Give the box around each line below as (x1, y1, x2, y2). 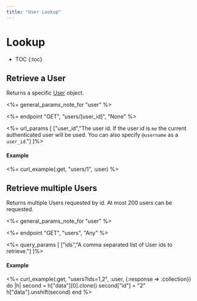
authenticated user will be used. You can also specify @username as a (6, 131, 179, 139)
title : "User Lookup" (6, 9, 62, 15)
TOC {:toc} (15, 56, 43, 63)
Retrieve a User (6, 73, 66, 83)
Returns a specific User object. (6, 89, 84, 96)
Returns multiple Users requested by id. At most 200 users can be (6, 199, 173, 206)
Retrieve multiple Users (6, 183, 98, 193)
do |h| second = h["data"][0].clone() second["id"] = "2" (6, 281, 146, 289)
